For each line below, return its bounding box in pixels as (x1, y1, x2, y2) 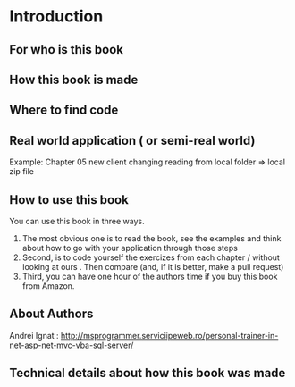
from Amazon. (21, 280, 75, 291)
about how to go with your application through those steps (21, 242, 239, 253)
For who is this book (9, 42, 123, 57)
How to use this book (9, 192, 130, 207)
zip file (9, 166, 34, 177)
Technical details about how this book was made (9, 366, 286, 381)
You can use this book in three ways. (9, 215, 145, 226)
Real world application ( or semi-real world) (9, 132, 256, 148)
